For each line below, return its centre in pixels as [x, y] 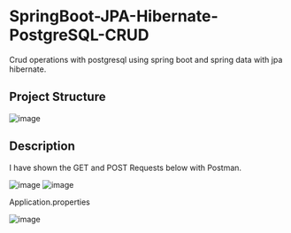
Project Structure [57, 97]
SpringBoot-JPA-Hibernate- [114, 16]
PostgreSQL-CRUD [79, 35]
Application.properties [50, 202]
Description [42, 147]
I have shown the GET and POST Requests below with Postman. [125, 167]
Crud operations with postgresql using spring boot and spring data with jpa [146, 59]
